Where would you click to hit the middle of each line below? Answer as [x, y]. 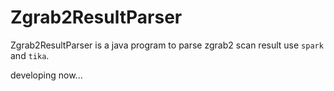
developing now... [46, 75]
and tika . [30, 55]
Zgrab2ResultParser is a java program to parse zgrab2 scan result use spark [167, 45]
